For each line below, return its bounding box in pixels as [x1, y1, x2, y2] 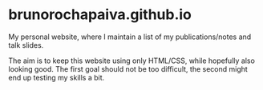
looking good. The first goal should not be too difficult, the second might [8, 64, 249, 73]
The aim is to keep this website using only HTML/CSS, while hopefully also [8, 56, 255, 65]
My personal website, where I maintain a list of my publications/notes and [8, 32, 252, 41]
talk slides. [8, 40, 44, 49]
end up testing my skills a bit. [8, 72, 105, 82]
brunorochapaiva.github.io [8, 6, 192, 24]
